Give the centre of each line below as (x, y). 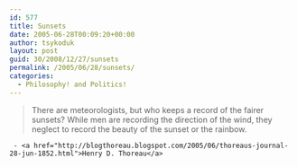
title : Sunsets (38, 26)
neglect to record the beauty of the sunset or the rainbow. (139, 129)
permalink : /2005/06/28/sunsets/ (72, 68)
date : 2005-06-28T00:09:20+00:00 (72, 34)
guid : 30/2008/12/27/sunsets (64, 59)
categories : (32, 76)
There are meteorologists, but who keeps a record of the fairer (148, 110)
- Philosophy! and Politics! (72, 84)
